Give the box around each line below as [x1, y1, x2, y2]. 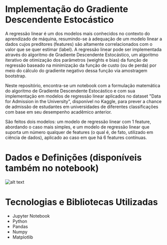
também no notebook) [5, 163, 99, 174]
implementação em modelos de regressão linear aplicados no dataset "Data [5, 93, 161, 99]
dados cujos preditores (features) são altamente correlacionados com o [5, 41, 153, 47]
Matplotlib [12, 234, 33, 240]
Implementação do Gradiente [5, 3, 129, 15]
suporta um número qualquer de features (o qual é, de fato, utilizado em [5, 129, 154, 135]
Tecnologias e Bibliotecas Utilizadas [5, 197, 158, 208]
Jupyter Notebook [12, 213, 50, 219]
